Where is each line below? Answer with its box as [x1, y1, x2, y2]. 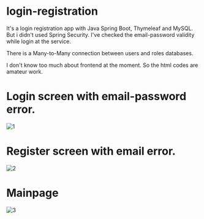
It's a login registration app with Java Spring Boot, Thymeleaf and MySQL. [6, 25, 194, 32]
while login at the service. [6, 37, 72, 45]
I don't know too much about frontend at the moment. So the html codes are [6, 61, 198, 69]
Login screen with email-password [6, 90, 187, 104]
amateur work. [6, 67, 43, 75]
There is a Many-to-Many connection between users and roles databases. [6, 49, 194, 56]
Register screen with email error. [6, 144, 176, 158]
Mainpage [6, 186, 59, 200]
